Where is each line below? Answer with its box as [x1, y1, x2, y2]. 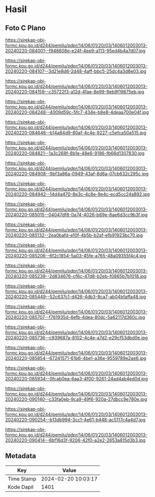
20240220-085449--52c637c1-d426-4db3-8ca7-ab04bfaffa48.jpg [5, 294, 146, 300]
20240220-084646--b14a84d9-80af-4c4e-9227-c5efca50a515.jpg [5, 130, 146, 136]
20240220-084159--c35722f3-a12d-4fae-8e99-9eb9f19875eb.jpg [5, 89, 144, 94]
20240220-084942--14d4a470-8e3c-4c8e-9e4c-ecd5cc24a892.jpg [5, 191, 150, 197]
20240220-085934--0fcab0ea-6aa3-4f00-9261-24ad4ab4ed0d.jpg [5, 376, 148, 381]
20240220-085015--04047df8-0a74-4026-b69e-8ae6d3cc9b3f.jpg [5, 212, 148, 217]
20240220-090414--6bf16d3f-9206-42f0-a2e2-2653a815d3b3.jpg [5, 437, 146, 443]
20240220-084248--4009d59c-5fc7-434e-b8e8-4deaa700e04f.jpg [5, 109, 149, 115]
